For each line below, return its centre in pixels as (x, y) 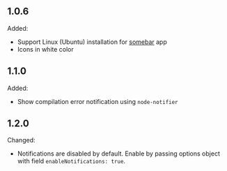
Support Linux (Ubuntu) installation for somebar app (92, 42)
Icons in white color (46, 49)
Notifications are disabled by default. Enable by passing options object (119, 154)
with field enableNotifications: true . (71, 161)
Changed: (21, 140)
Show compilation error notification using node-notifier (98, 101)
